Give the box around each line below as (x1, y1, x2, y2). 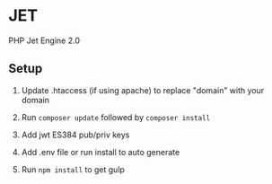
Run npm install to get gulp (21, 163, 125, 175)
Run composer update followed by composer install (21, 111, 211, 122)
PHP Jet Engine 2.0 (8, 35, 80, 46)
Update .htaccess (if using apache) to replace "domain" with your (21, 84, 265, 95)
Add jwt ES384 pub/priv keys (21, 129, 130, 140)
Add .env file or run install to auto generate (21, 146, 180, 157)
